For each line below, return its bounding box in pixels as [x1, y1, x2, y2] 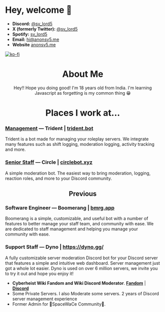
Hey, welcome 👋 [5, 4, 72, 16]
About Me [62, 69, 103, 80]
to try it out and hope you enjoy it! [5, 271, 74, 277]
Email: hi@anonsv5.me [12, 36, 60, 42]
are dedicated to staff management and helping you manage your [5, 226, 138, 232]
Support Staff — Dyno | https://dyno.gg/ [5, 243, 104, 250]
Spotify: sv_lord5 [12, 31, 48, 37]
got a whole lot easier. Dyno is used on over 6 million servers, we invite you [5, 265, 158, 271]
